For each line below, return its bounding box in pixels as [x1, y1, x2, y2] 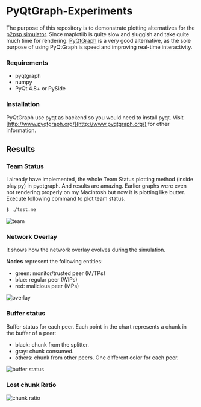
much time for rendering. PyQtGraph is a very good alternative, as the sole [6, 37, 191, 44]
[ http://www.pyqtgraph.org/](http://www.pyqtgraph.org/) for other [6, 120, 170, 127]
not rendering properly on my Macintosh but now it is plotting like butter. [6, 189, 185, 196]
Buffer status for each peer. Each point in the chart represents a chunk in [6, 323, 187, 330]
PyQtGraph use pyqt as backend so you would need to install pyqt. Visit [6, 113, 184, 121]
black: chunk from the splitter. [14, 341, 89, 348]
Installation [6, 100, 40, 109]
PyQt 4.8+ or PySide [14, 85, 66, 92]
